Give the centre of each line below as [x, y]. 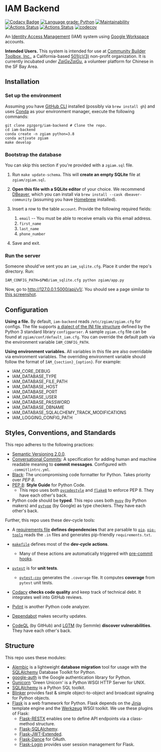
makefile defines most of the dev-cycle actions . [60, 544]
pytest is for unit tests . [35, 568]
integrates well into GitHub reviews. [47, 597]
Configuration [27, 309]
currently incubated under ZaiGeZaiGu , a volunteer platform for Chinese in [79, 61]
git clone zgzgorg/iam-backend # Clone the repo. [56, 125]
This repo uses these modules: [36, 657]
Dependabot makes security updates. [49, 616]
